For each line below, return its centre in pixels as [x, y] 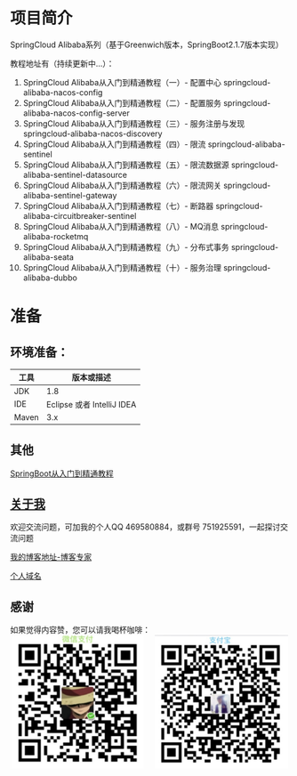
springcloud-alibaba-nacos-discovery [92, 133]
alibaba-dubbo [50, 278]
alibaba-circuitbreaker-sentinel [80, 215]
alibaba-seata [48, 257]
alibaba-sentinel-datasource [75, 174]
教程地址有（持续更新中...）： [62, 63]
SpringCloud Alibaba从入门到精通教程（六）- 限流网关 [122, 185]
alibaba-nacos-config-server [76, 113]
